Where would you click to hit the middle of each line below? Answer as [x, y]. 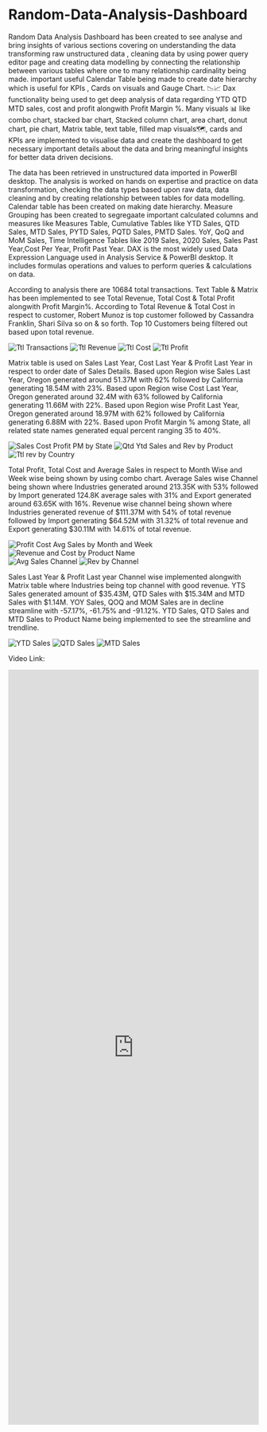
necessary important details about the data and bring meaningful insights [128, 148]
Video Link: [27, 658]
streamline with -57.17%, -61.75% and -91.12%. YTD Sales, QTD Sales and [129, 610]
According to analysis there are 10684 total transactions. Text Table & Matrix [133, 289]
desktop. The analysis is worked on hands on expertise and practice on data [133, 181]
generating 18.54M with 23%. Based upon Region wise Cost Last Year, [124, 388]
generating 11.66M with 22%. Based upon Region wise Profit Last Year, [124, 405]
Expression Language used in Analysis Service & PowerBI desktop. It [121, 257]
